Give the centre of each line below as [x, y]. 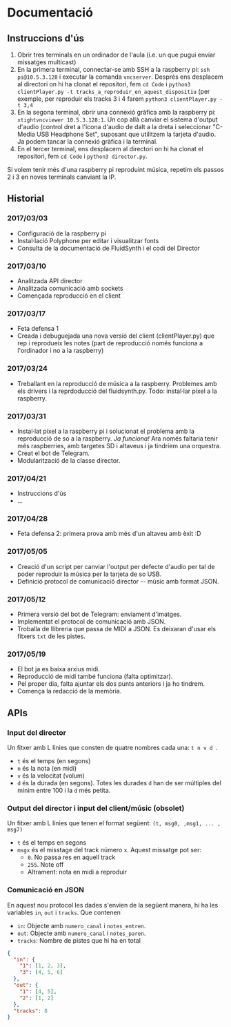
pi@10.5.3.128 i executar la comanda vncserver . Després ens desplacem [120, 77]
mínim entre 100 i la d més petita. [64, 790]
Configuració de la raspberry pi [62, 233]
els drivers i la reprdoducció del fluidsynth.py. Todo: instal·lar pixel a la [117, 391]
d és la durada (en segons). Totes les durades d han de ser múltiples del [119, 783]
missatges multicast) [47, 62]
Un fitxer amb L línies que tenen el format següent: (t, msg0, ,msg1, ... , [114, 823]
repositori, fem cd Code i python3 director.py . [82, 156]
